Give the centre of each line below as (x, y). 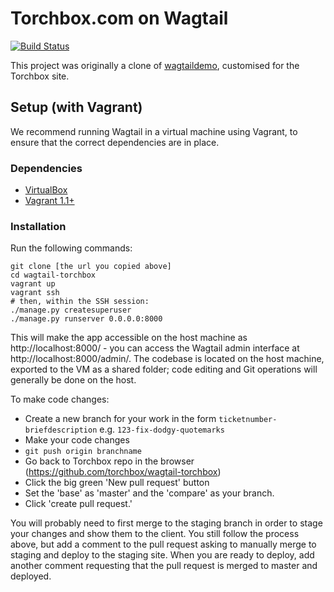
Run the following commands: (71, 248)
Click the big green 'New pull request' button (117, 483)
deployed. (31, 576)
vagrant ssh (35, 293)
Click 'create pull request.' (78, 504)
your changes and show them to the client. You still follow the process (155, 534)
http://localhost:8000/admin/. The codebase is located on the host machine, (167, 359)
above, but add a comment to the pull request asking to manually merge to (163, 544)
